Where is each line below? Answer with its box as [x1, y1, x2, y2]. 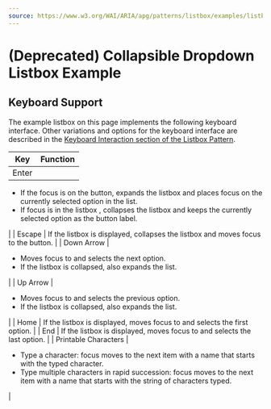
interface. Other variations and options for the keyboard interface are [8, 126, 238, 136]
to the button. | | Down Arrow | [8, 237, 110, 247]
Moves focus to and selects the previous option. [19, 293, 181, 303]
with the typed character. [19, 358, 104, 368]
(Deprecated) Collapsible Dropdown [8, 46, 255, 65]
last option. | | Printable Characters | [8, 334, 129, 344]
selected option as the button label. [19, 213, 138, 223]
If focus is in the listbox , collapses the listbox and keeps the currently [19, 205, 252, 215]
